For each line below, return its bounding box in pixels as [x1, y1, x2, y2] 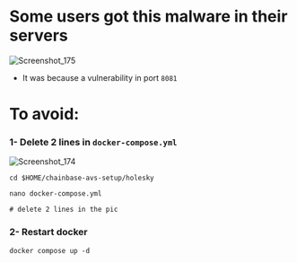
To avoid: [9, 104, 80, 125]
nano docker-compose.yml [9, 189, 102, 198]
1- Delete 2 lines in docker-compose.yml [9, 136, 178, 149]
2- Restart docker [9, 226, 88, 239]
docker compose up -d [9, 246, 91, 255]
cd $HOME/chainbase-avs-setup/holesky [9, 173, 154, 183]
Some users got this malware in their [9, 6, 288, 27]
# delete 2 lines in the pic [9, 205, 118, 215]
